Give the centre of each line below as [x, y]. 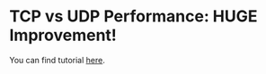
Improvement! [63, 35]
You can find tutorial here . [57, 60]
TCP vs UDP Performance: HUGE [133, 16]
